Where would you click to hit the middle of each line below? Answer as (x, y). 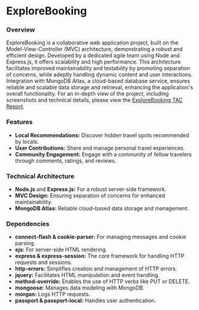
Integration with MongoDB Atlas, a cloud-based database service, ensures (98, 81)
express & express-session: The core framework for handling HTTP (99, 256)
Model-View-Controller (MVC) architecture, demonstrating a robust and (94, 49)
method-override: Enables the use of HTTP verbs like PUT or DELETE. (102, 282)
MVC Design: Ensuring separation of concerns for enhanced (90, 195)
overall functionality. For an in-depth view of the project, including (88, 94)
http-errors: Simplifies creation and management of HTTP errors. (96, 269)
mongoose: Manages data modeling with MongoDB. (80, 288)
